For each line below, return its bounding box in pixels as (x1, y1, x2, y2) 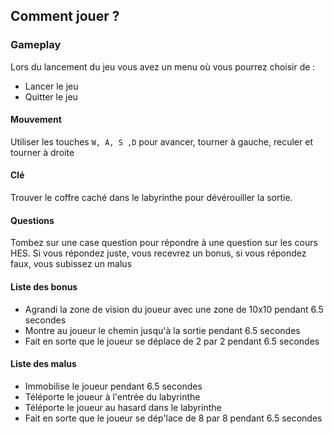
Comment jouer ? (10, 8, 120, 25)
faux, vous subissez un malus (10, 258, 133, 270)
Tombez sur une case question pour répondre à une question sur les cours (10, 237, 318, 249)
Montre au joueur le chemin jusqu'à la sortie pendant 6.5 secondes (24, 324, 301, 336)
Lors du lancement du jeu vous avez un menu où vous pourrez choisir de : (10, 60, 316, 73)
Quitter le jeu (24, 90, 78, 103)
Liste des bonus (10, 280, 78, 293)
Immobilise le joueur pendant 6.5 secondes (24, 380, 203, 392)
